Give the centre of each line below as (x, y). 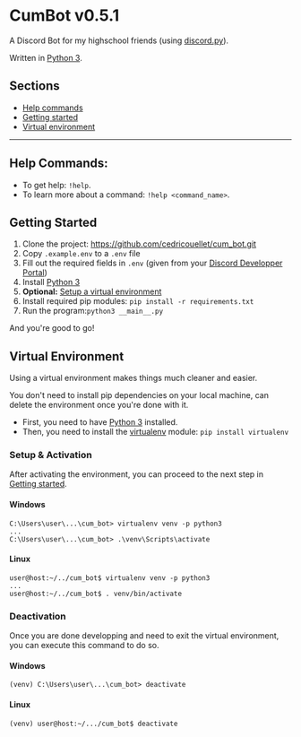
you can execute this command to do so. (84, 646)
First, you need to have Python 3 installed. (100, 422)
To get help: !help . (56, 185)
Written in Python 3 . (46, 57)
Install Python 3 (51, 282)
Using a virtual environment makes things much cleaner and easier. (133, 378)
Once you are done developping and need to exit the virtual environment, (144, 636)
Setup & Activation (51, 455)
